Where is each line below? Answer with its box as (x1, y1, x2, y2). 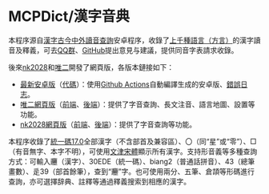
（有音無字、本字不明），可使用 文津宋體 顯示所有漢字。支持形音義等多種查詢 (8, 146, 258, 156)
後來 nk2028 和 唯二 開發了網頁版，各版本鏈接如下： (8, 62, 175, 72)
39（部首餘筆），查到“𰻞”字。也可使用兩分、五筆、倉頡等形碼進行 (39, 166, 255, 176)
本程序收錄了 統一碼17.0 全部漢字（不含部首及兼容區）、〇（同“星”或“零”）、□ (8, 136, 257, 146)
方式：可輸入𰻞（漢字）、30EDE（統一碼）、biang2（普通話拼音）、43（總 (8, 156, 248, 166)
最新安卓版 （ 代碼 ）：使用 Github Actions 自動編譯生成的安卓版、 (19, 79, 227, 89)
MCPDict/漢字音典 (8, 7, 130, 26)
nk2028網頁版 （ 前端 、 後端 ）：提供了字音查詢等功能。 (19, 119, 197, 129)
